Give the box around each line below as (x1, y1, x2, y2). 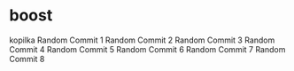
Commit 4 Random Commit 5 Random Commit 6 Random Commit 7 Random (9, 43, 286, 54)
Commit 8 (9, 53, 45, 64)
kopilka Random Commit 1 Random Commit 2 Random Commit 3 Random (9, 35, 275, 45)
